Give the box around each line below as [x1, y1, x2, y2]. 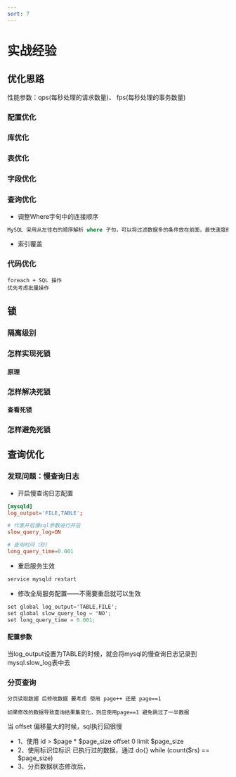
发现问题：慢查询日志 [7, 472, 79, 481]
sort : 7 [7, 10, 30, 18]
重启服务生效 [17, 561, 55, 570]
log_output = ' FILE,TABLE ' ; [7, 510, 83, 517]
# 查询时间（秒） [7, 541, 51, 549]
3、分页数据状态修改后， [17, 762, 90, 771]
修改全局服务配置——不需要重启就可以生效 [17, 589, 141, 598]
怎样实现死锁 [7, 349, 51, 359]
